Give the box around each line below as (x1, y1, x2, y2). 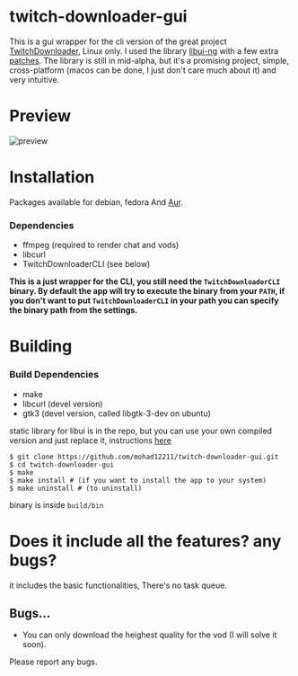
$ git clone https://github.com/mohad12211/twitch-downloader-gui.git (9, 452, 279, 461)
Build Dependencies (9, 369, 100, 381)
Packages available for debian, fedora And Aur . (9, 196, 184, 208)
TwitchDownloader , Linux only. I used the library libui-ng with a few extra (9, 45, 279, 56)
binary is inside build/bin (9, 499, 104, 510)
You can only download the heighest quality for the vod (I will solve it (22, 629, 277, 640)
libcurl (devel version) (22, 398, 103, 409)
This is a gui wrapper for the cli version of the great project (9, 36, 227, 47)
